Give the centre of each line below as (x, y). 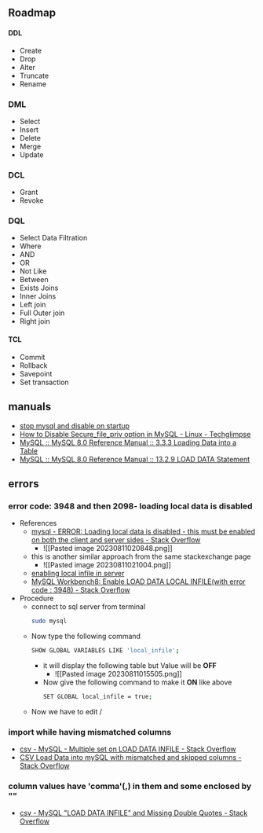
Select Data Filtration (53, 238)
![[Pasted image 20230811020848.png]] (108, 549)
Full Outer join (42, 313)
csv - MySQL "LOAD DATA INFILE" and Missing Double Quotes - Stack (133, 813)
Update (31, 154)
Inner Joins (38, 296)
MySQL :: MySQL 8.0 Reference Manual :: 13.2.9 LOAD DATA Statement (135, 459)
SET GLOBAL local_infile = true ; (98, 696)
